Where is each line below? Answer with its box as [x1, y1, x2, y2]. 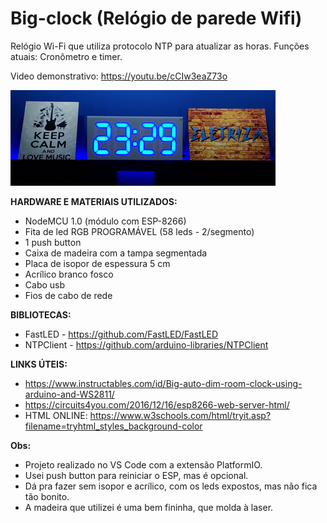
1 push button [24, 236, 82, 248]
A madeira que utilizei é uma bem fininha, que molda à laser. [24, 501, 274, 513]
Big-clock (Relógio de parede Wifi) [10, 7, 303, 30]
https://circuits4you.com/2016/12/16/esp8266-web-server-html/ [24, 398, 290, 411]
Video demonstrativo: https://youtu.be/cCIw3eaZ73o [10, 70, 228, 82]
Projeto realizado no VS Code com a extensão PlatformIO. [24, 458, 263, 471]
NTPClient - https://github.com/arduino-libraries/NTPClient [24, 338, 269, 351]
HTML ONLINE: [24, 409, 88, 421]
